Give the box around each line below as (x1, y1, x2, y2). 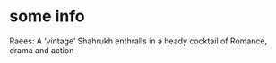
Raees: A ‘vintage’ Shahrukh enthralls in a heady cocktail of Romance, (9, 35, 268, 46)
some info (9, 6, 85, 27)
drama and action (9, 44, 74, 55)
